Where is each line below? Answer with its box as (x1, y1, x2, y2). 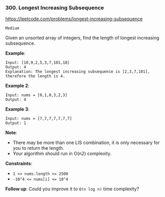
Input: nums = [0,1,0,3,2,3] (5, 93, 68, 98)
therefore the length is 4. (5, 74, 66, 79)
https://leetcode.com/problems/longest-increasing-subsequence (5, 16, 143, 22)
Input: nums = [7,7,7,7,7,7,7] (5, 116, 72, 121)
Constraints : (5, 160, 32, 167)
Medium (5, 26, 19, 31)
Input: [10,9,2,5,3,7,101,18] (5, 60, 70, 65)
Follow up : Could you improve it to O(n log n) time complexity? (5, 186, 139, 192)
